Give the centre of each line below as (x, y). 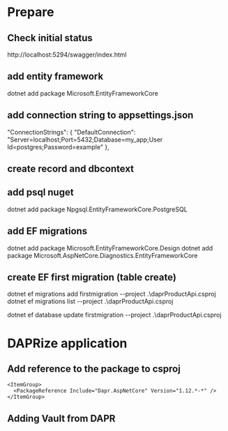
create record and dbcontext (71, 169)
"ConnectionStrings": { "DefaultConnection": (71, 132)
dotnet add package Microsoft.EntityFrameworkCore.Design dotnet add (110, 248)
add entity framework (55, 76)
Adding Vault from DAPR (61, 418)
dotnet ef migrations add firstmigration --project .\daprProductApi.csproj (112, 294)
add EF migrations (47, 231)
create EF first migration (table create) (92, 277)
